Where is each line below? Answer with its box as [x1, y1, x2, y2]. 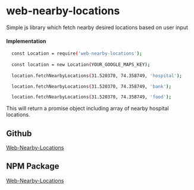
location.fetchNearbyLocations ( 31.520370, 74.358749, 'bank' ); [11, 83, 171, 90]
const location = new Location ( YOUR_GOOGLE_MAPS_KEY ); [11, 61, 151, 68]
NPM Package [6, 161, 60, 172]
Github [6, 128, 32, 138]
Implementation [6, 37, 46, 45]
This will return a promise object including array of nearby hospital [6, 105, 169, 112]
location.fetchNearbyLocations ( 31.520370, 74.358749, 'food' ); [11, 94, 171, 100]
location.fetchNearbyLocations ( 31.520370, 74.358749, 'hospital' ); [11, 72, 183, 78]
